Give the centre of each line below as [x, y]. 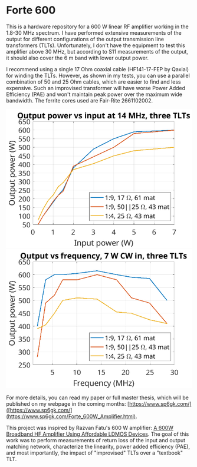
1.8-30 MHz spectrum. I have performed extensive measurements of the [94, 32]
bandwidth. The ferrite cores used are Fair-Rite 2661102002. [80, 100]
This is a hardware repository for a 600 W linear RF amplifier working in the [97, 27]
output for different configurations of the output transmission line [85, 39]
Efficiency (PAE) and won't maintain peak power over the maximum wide [94, 94]
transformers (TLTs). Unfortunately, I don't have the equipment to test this [96, 45]
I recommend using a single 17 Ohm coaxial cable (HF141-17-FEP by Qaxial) [98, 69]
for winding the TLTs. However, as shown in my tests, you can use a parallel [98, 75]
